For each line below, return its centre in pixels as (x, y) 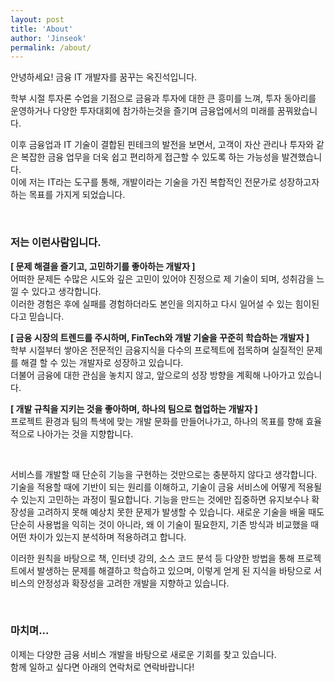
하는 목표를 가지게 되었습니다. (68, 195)
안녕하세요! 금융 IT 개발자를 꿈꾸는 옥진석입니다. (104, 77)
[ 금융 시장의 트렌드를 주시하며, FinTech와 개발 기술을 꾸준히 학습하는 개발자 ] (160, 337)
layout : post (37, 19)
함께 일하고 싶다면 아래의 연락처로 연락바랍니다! (102, 667)
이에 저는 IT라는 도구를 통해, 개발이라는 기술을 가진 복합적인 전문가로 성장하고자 (165, 182)
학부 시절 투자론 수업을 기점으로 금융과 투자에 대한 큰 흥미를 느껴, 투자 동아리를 (163, 98)
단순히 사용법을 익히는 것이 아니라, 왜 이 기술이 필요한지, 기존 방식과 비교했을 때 (165, 524)
